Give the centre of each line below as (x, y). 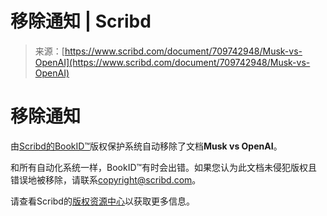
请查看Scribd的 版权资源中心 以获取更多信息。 (102, 201)
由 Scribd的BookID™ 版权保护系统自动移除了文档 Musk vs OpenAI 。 (146, 146)
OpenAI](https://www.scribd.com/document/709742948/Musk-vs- (172, 62)
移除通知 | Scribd (81, 21)
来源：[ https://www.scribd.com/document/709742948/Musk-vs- (168, 51)
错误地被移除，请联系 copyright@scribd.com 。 (106, 179)
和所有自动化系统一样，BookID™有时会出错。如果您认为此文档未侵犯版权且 (164, 167)
